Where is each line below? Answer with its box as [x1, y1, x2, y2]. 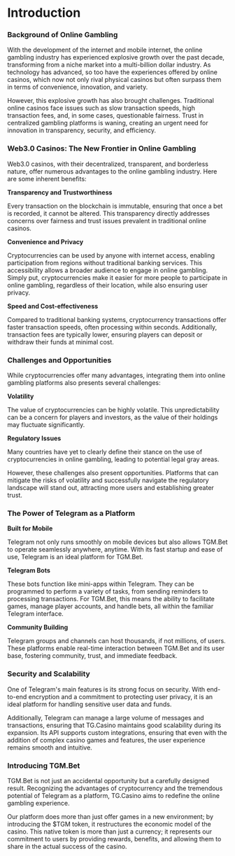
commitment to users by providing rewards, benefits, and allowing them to [7, 834, 222, 843]
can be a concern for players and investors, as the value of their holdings [7, 413, 218, 421]
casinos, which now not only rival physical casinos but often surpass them [7, 76, 222, 84]
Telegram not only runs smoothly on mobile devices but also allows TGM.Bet [7, 538, 228, 547]
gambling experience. [7, 799, 70, 807]
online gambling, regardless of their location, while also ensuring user [7, 281, 208, 289]
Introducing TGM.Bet [7, 761, 80, 771]
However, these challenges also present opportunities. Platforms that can [7, 469, 219, 477]
